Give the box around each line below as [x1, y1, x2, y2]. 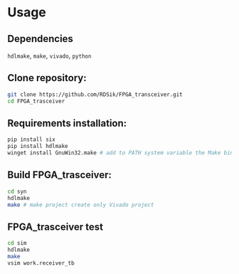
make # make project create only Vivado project [7, 201, 154, 209]
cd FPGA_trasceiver [7, 98, 65, 105]
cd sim [7, 240, 27, 247]
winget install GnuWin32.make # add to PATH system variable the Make [7, 149, 221, 157]
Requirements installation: [7, 117, 127, 129]
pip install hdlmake [7, 143, 69, 150]
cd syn [7, 188, 27, 195]
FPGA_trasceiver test [7, 221, 103, 233]
